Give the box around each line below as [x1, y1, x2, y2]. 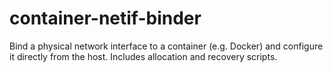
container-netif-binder [9, 7, 202, 30]
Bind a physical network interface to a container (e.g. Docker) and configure [9, 40, 324, 52]
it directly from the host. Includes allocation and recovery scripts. [9, 50, 278, 62]
